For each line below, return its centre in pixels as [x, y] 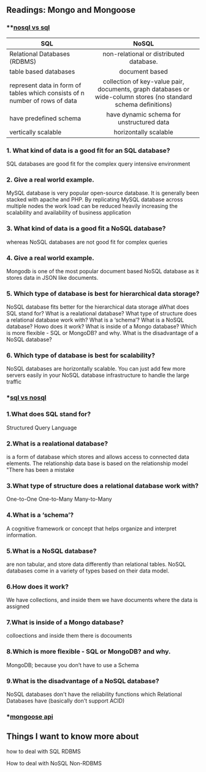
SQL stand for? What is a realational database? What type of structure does [102, 314]
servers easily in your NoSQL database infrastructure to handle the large [98, 375]
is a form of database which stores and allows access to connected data [98, 457]
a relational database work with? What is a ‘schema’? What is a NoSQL [95, 320]
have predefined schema [45, 118]
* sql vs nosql [26, 398]
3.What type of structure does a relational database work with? [103, 485]
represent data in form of [45, 85]
